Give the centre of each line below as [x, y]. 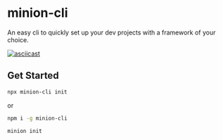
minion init [25, 131]
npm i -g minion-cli [38, 118]
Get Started [33, 76]
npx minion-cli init [38, 92]
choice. [18, 39]
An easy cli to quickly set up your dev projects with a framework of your [111, 32]
